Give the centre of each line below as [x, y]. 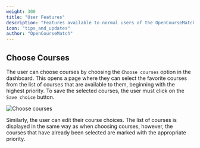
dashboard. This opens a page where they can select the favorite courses [97, 78]
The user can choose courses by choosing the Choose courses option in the [99, 72]
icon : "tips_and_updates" [38, 28]
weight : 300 [21, 12]
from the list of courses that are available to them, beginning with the [91, 84]
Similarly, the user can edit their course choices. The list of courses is [92, 120]
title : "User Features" [36, 17]
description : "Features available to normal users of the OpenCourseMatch [101, 22]
